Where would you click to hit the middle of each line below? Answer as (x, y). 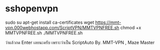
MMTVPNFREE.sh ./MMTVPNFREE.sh (44, 33)
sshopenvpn (32, 9)
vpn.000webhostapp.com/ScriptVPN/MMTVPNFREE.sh (62, 27)
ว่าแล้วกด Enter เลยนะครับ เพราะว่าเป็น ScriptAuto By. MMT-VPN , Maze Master (80, 42)
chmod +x (131, 27)
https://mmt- (108, 22)
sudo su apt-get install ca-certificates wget (49, 22)
